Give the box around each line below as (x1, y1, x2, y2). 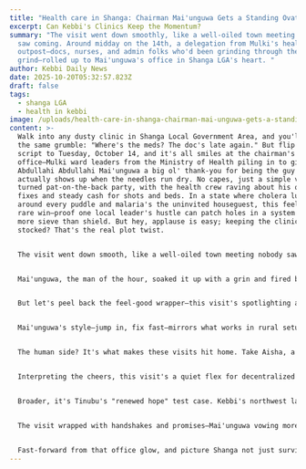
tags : (9, 89, 30, 99)
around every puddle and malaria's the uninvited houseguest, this (17, 200, 280, 210)
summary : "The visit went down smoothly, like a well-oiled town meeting (9, 30, 296, 39)
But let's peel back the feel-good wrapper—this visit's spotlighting (17, 298, 291, 308)
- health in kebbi (17, 107, 88, 116)
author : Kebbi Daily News (9, 65, 107, 74)
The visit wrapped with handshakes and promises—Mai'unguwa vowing (17, 421, 280, 430)
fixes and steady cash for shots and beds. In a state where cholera (17, 192, 287, 201)
